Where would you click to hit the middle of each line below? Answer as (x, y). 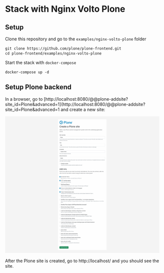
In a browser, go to (24, 99)
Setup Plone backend (38, 87)
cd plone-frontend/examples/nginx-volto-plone (53, 54)
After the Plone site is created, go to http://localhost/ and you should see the (82, 261)
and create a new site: (83, 109)
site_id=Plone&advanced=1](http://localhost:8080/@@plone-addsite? (75, 104)
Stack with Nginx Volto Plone (65, 9)
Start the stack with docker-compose (41, 63)
